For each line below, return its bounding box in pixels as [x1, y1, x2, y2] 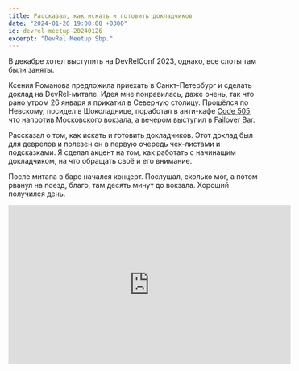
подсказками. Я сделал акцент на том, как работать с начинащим [8, 148, 236, 157]
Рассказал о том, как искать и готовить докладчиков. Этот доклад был [8, 131, 254, 140]
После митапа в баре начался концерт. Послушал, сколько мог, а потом [8, 172, 258, 181]
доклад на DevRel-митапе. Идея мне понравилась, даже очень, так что [8, 90, 255, 99]
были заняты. [8, 65, 55, 75]
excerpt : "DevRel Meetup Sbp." [8, 34, 114, 43]
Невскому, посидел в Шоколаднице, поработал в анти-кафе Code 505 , [8, 106, 252, 116]
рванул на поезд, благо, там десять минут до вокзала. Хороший [8, 181, 230, 190]
